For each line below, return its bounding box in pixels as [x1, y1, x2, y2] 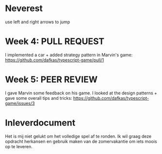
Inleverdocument [5, 117, 76, 128]
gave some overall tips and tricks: [5, 95, 72, 101]
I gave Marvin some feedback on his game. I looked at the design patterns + [5, 90, 158, 96]
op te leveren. [5, 143, 32, 149]
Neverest [5, 3, 43, 14]
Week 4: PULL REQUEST [5, 36, 105, 47]
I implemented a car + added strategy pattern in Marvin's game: [5, 52, 133, 58]
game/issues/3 [5, 100, 35, 106]
